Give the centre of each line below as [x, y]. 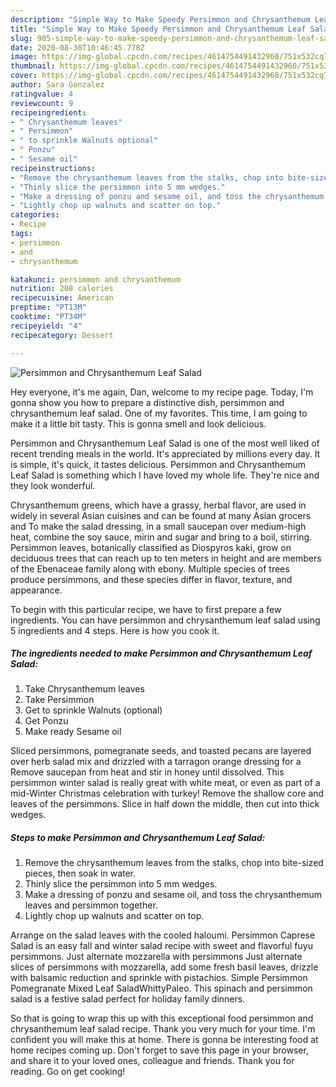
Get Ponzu [46, 721]
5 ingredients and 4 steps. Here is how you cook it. [115, 630]
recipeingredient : [48, 112]
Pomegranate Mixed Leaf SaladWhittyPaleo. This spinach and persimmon [161, 988]
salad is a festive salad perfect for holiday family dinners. [128, 999]
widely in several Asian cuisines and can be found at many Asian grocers [161, 515]
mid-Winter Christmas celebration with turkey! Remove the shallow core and [167, 793]
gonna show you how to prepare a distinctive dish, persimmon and [147, 402]
